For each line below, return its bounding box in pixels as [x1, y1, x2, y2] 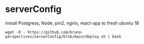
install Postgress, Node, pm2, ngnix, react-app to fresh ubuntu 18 [5, 20, 140, 26]
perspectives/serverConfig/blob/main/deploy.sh [5, 34, 106, 39]
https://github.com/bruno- [27, 29, 84, 34]
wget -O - [5, 29, 26, 34]
